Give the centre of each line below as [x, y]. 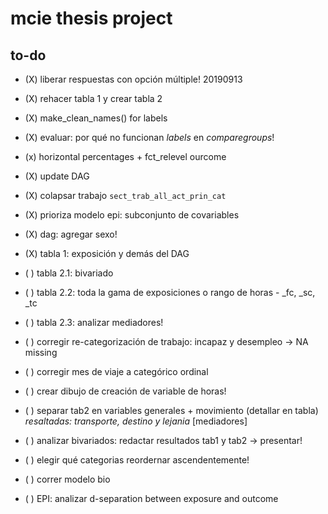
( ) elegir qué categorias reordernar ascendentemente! [137, 460]
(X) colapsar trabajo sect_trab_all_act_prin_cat [125, 195]
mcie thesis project [91, 18]
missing [41, 352]
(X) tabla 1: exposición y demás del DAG [107, 253]
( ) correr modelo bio [67, 479]
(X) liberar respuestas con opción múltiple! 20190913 [133, 79]
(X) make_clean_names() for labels [96, 118]
